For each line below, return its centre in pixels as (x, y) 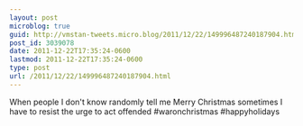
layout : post (34, 18)
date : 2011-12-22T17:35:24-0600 (70, 51)
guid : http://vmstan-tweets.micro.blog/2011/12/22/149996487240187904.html (155, 34)
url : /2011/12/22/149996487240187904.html (90, 76)
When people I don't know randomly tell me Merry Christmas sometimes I (146, 102)
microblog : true (40, 26)
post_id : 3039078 (42, 43)
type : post (30, 68)
